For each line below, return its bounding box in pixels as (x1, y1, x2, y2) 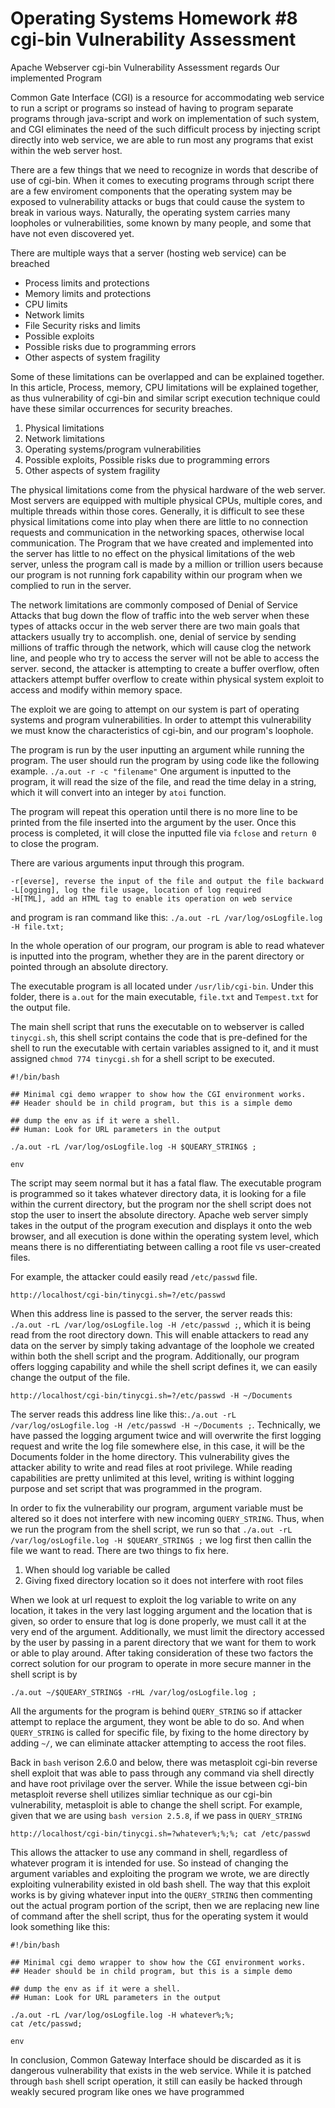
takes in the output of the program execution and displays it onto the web (10, 1219, 313, 1231)
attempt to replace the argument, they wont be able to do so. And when (10, 1715, 305, 1727)
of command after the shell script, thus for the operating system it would (10, 1910, 309, 1922)
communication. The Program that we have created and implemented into (10, 537, 314, 549)
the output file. (10, 1001, 71, 1013)
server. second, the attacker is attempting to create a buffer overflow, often (10, 662, 320, 674)
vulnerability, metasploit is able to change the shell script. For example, (10, 1798, 303, 1811)
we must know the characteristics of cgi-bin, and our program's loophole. (10, 724, 314, 736)
